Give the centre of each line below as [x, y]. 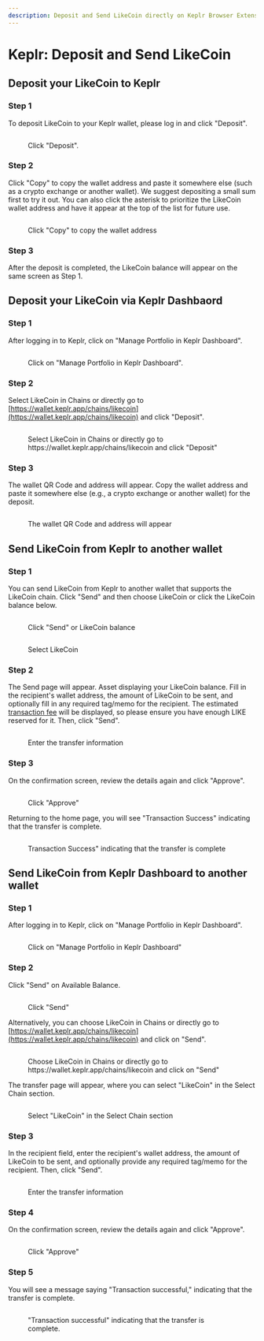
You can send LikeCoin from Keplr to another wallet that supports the [120, 589]
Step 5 [21, 1272]
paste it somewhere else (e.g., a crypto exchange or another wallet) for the [129, 494]
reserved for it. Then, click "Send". [64, 721]
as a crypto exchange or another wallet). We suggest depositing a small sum [132, 191]
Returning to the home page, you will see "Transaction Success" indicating [129, 818]
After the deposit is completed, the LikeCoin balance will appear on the [123, 268]
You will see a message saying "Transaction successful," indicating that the [130, 1289]
